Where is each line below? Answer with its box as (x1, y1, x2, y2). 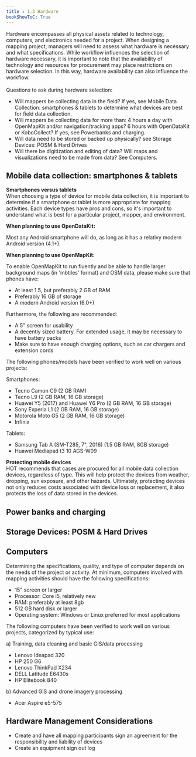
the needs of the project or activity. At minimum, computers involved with (6, 569, 183, 576)
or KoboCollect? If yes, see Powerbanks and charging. (14, 129, 146, 136)
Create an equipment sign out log (14, 744, 95, 751)
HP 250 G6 (14, 658, 42, 665)
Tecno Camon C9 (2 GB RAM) (14, 387, 87, 394)
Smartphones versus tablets (6, 186, 77, 194)
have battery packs (14, 334, 61, 342)
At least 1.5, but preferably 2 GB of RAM (14, 287, 111, 294)
